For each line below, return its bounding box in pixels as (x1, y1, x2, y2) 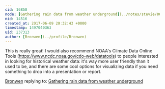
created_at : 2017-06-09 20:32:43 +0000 (5, 21, 87, 26)
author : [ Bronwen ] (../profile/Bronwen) (5, 35, 87, 40)
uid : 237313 (5, 30, 29, 35)
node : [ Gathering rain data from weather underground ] (5, 12, 120, 17)
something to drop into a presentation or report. (5, 68, 102, 74)
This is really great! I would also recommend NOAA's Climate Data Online (5, 47, 153, 54)
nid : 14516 (5, 16, 27, 21)
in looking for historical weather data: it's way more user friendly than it (5, 58, 149, 64)
